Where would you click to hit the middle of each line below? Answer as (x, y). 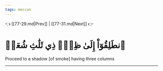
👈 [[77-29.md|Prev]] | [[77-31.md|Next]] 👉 (49, 24)
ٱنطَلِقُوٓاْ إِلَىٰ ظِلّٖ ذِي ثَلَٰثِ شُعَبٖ (65, 45)
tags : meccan (18, 9)
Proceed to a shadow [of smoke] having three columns (60, 58)
